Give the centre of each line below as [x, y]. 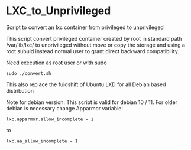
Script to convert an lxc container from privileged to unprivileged [85, 27]
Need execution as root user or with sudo [57, 63]
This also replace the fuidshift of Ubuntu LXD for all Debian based [86, 84]
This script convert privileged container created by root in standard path [94, 38]
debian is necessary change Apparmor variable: [64, 108]
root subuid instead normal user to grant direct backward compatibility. [93, 51]
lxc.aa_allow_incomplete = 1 [42, 141]
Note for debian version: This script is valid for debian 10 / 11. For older [92, 102]
